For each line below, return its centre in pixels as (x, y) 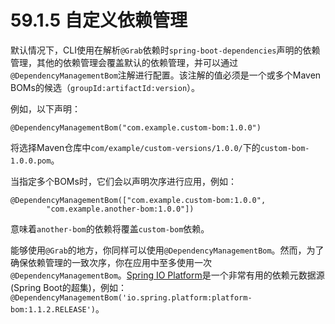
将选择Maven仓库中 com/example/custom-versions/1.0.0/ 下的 (135, 147)
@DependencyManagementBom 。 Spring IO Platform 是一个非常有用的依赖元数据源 (167, 275)
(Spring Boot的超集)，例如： (68, 287)
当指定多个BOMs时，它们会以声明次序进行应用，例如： (123, 181)
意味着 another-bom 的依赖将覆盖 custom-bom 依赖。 (110, 228)
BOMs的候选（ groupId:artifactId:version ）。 (105, 87)
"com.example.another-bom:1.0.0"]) (120, 209)
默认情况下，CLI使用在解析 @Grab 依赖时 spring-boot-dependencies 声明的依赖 (165, 50)
